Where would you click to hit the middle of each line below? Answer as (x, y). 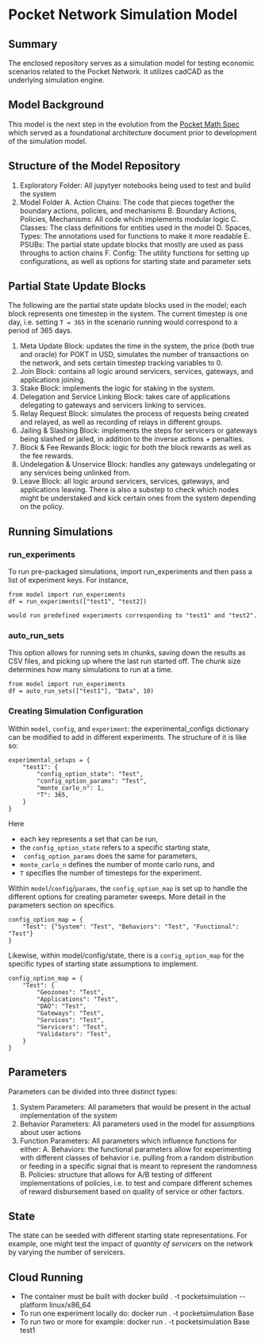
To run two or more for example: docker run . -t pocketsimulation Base (134, 1322)
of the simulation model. (48, 141)
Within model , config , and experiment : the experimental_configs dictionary (129, 729)
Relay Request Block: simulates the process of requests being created (134, 414)
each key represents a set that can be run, (89, 839)
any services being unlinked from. (75, 473)
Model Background (56, 105)
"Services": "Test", (71, 1020)
